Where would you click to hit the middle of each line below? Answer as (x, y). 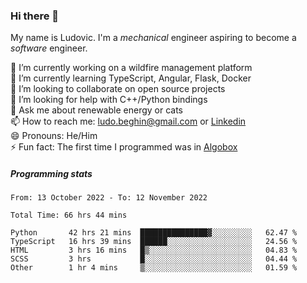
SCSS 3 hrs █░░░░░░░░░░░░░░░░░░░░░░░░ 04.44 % (154, 259)
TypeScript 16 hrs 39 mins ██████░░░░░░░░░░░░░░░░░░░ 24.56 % (154, 242)
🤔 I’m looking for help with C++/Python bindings (109, 100)
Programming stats (51, 173)
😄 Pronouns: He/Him (54, 136)
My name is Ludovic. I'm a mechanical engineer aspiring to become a (153, 38)
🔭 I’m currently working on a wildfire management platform (131, 68)
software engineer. (49, 48)
